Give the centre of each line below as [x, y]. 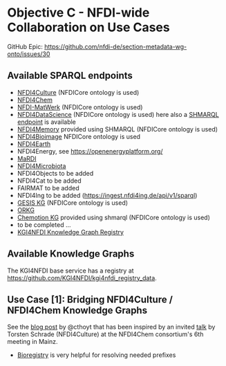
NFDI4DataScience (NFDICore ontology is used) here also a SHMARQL [118, 114]
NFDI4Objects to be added [55, 173]
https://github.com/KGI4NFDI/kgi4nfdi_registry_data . [82, 277]
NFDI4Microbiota [41, 166]
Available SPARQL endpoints [70, 76]
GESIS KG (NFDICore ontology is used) [73, 203]
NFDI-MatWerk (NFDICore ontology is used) [80, 107]
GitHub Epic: [25, 46]
